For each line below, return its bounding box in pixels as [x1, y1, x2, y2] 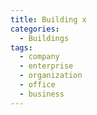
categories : [10, 24, 60, 34]
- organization [19, 71, 83, 81]
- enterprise [19, 61, 74, 71]
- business [19, 89, 65, 99]
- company [19, 52, 60, 62]
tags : [10, 42, 33, 53]
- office [19, 80, 56, 90]
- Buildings [19, 33, 70, 43]
